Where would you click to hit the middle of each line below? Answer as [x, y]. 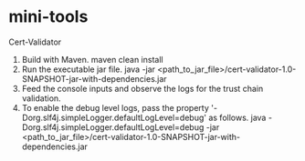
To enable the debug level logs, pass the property [115, 107]
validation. [41, 98]
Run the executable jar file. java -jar [89, 69]
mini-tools [48, 17]
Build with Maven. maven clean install [92, 59]
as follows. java [237, 117]
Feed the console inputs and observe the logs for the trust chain [142, 88]
